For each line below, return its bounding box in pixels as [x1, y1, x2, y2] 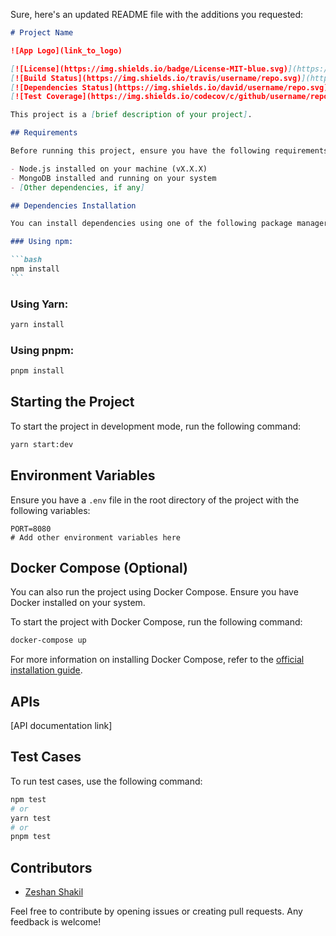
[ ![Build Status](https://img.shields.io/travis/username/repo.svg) [10, 73, 302, 83]
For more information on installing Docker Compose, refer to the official [10, 654, 305, 666]
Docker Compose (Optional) [10, 559, 188, 576]
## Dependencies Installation [10, 200, 137, 211]
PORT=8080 [10, 524, 52, 534]
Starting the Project [10, 394, 135, 411]
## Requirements [10, 128, 78, 138]
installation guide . [10, 664, 83, 676]
